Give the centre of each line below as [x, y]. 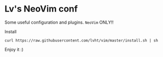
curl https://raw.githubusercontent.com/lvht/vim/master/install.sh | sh [81, 40]
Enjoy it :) [14, 49]
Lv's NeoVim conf [41, 9]
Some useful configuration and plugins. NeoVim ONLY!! [59, 22]
